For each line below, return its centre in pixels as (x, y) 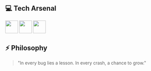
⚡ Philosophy (26, 48)
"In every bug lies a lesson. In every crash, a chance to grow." (82, 63)
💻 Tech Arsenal (31, 8)
